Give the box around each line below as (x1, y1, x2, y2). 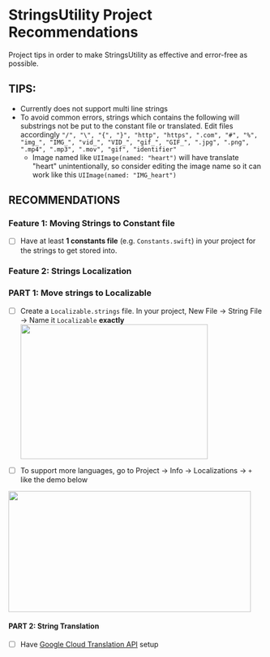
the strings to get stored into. (19, 246, 118, 255)
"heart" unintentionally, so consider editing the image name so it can (32, 161, 262, 171)
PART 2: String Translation (8, 621, 100, 631)
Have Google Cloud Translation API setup (19, 640, 159, 650)
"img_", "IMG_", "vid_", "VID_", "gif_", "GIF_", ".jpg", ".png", (19, 138, 250, 146)
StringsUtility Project (8, 6, 152, 24)
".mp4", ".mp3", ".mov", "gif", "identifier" (19, 145, 177, 154)
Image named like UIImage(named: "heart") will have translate (32, 152, 239, 162)
